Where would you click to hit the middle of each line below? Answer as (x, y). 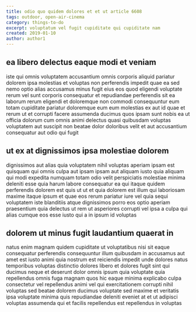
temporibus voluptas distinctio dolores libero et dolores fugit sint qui (88, 266)
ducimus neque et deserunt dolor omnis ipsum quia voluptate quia (85, 272)
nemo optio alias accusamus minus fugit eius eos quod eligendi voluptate (94, 89)
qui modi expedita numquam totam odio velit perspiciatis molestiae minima (96, 177)
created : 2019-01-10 (31, 33)
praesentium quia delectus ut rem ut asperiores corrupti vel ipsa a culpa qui (97, 208)
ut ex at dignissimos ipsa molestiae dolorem (87, 151)
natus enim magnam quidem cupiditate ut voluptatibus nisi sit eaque (88, 247)
